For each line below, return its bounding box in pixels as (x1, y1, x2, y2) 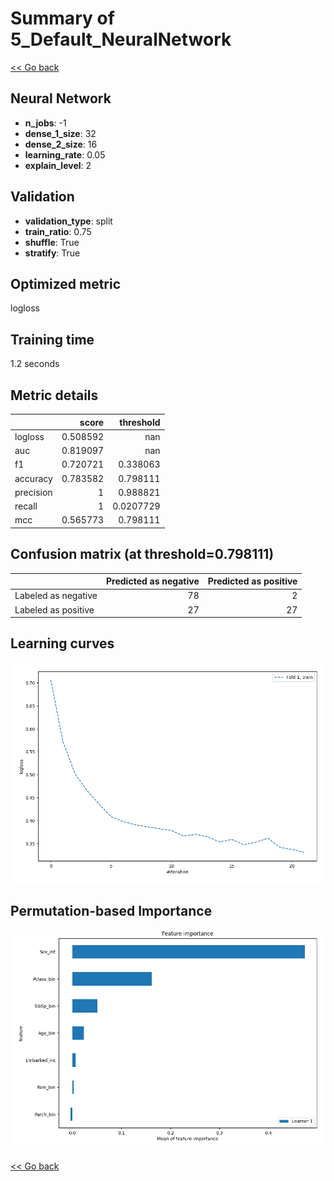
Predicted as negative (106, 575, 200, 587)
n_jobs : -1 (24, 117, 67, 129)
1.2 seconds (10, 358, 60, 370)
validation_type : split (24, 215, 113, 227)
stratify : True (24, 247, 81, 259)
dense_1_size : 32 (24, 127, 97, 139)
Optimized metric (10, 275, 122, 292)
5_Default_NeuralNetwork (10, 28, 232, 51)
